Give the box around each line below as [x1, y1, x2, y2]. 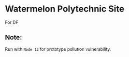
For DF [5, 19, 18, 25]
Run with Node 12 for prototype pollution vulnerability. [5, 46, 111, 52]
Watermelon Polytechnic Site [5, 3, 125, 14]
